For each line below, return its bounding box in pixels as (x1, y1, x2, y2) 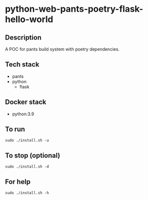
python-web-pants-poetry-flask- (5, 3, 144, 15)
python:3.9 (12, 111, 34, 117)
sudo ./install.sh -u (5, 138, 49, 143)
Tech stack (5, 60, 40, 69)
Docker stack (5, 98, 46, 106)
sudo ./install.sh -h (5, 191, 49, 196)
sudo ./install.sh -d (5, 164, 49, 169)
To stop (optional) (5, 151, 60, 159)
